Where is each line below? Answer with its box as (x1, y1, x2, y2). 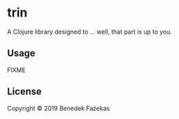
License (7, 86, 42, 98)
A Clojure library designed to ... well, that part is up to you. (7, 28, 172, 36)
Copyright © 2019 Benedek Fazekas (7, 104, 110, 112)
